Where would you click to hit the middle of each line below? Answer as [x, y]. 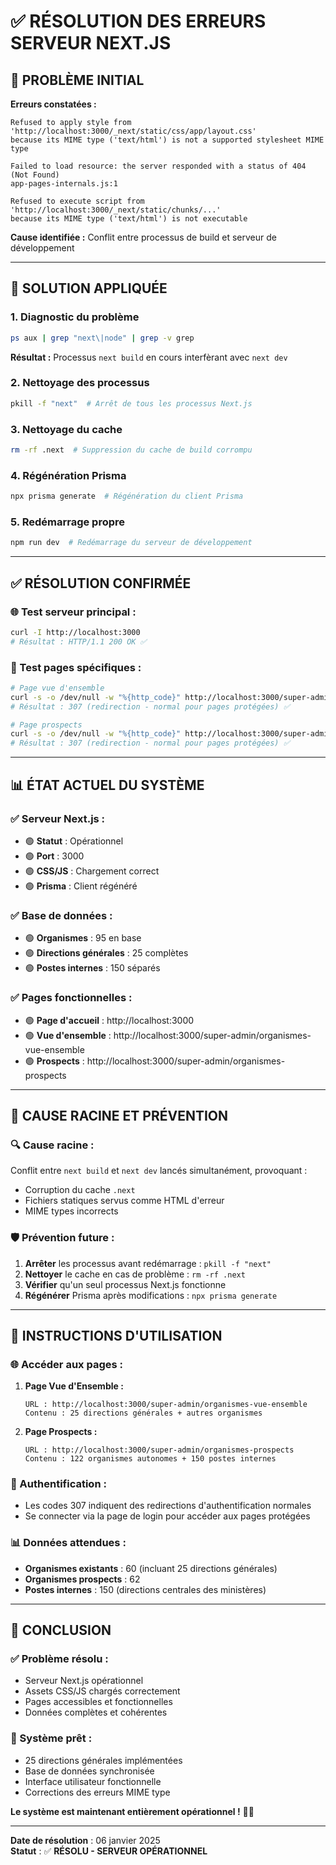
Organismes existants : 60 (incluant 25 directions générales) [151, 1568]
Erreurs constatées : [53, 104]
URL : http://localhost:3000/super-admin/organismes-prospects [159, 1450]
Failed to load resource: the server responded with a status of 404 [158, 166]
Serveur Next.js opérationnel [84, 1681]
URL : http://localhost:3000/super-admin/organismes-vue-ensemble [166, 1405]
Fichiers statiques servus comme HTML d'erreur [124, 1201]
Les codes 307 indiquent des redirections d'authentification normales [168, 1506]
